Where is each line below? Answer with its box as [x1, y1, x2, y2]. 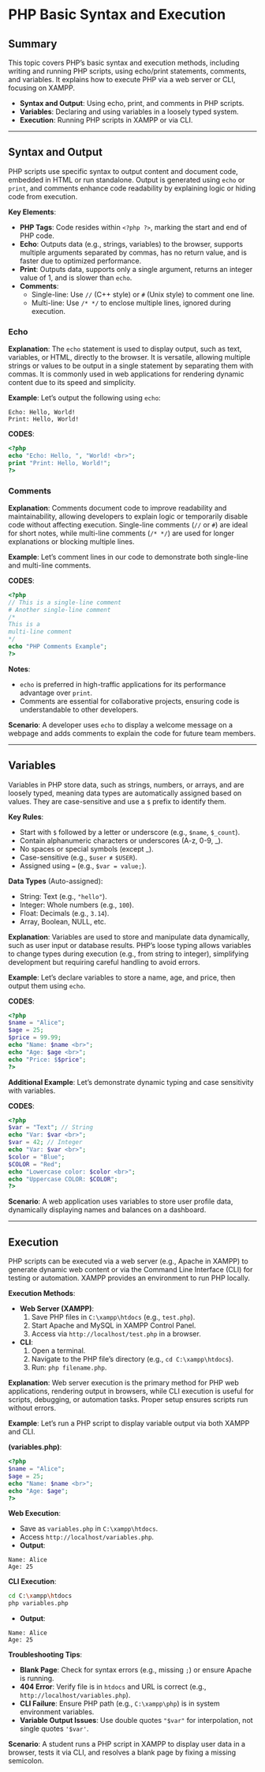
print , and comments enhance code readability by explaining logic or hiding [8, 183, 256, 193]
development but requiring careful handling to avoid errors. [8, 957, 200, 966]
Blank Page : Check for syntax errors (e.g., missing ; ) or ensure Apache [19, 1665, 252, 1675]
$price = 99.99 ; [8, 1033, 62, 1041]
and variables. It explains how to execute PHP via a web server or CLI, [8, 75, 236, 84]
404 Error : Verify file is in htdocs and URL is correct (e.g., [19, 1682, 207, 1691]
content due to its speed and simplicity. [8, 378, 136, 387]
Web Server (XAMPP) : [19, 1304, 95, 1313]
